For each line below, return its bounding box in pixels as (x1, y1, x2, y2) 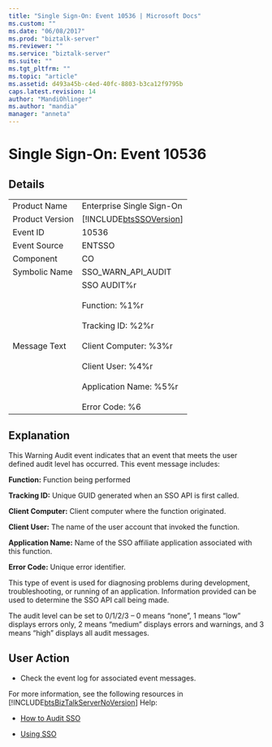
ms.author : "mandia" (8, 102, 79, 110)
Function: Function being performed (8, 474, 131, 484)
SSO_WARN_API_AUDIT (81, 266, 172, 277)
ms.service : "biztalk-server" (8, 50, 111, 58)
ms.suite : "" (8, 58, 53, 66)
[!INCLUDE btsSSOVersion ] (81, 214, 184, 224)
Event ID (12, 227, 45, 238)
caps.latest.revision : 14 (8, 87, 96, 96)
